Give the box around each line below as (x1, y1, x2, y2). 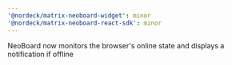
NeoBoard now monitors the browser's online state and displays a (7, 40, 225, 50)
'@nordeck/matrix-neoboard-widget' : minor (7, 11, 151, 20)
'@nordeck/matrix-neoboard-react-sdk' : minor (7, 19, 162, 27)
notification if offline (7, 49, 74, 59)
